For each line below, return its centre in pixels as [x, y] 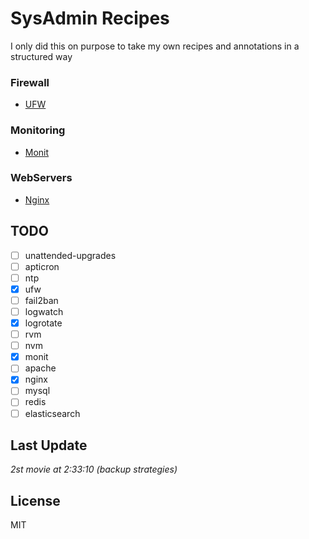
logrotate [43, 323]
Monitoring [38, 130]
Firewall [30, 82]
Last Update [49, 445]
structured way [41, 56]
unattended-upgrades [70, 255]
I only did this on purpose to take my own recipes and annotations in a [155, 46]
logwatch [44, 311]
